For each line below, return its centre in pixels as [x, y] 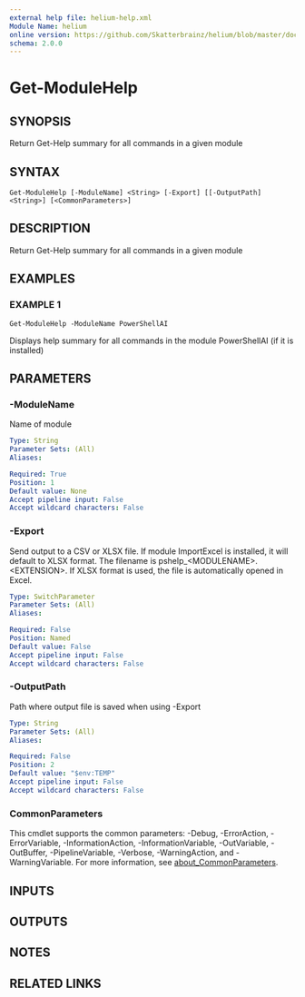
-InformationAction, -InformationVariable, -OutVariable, [166, 843]
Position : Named [40, 638]
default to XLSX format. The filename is [83, 560]
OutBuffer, [29, 853]
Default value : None [49, 491]
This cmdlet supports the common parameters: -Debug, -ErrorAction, [139, 834]
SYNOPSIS [40, 121]
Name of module [41, 424]
